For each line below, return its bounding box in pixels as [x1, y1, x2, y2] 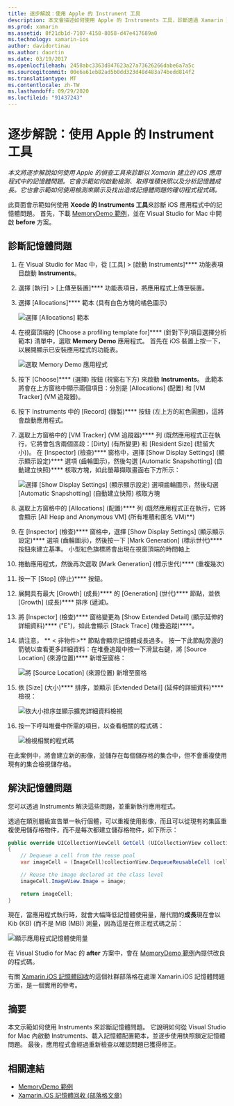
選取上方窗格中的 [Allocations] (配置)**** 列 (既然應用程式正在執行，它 [17, 504, 220, 512]
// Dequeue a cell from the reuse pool [20, 852, 136, 859]
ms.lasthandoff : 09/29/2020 [8, 88, 90, 95]
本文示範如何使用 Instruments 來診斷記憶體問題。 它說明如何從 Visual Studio [8, 1023, 226, 1031]
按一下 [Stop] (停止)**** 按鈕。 [17, 574, 107, 582]
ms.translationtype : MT [8, 75, 77, 82]
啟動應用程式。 [24, 416, 67, 424]
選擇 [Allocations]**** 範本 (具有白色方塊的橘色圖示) [17, 298, 167, 306]
